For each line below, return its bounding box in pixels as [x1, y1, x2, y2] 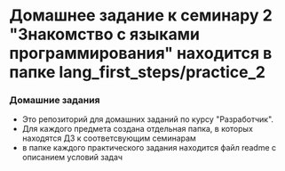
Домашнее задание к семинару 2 [9, 5, 273, 26]
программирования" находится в [9, 44, 273, 63]
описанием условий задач [21, 152, 123, 163]
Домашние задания [9, 94, 100, 107]
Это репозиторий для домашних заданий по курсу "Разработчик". [21, 114, 273, 125]
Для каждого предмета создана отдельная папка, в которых [21, 124, 253, 134]
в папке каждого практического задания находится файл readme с [21, 142, 277, 153]
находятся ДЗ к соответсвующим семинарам [21, 133, 197, 143]
